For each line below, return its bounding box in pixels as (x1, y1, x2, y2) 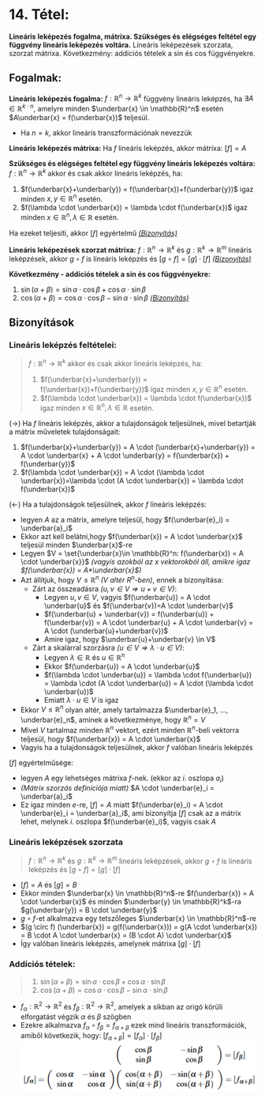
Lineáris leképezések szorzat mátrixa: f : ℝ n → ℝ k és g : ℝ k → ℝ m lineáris (9, 243, 252, 255)
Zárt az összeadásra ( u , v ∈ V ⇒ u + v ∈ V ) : (32, 584, 177, 594)
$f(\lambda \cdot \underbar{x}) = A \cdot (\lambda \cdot (20, 468, 204, 477)
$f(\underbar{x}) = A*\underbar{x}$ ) (20, 565, 142, 575)
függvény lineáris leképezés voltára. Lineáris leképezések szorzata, (9, 40, 233, 49)
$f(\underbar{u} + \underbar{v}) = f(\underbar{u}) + (43, 609, 215, 618)
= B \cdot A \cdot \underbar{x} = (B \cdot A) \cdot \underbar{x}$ (20, 930, 232, 940)
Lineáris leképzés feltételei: (9, 340, 118, 350)
